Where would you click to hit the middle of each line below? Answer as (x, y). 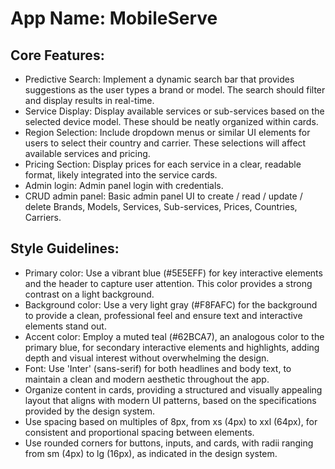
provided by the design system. (89, 411)
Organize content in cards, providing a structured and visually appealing (173, 389)
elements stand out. (65, 326)
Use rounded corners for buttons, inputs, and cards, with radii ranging (169, 443)
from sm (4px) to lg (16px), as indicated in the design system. (151, 453)
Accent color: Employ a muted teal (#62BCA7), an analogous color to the (174, 336)
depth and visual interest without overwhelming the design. (147, 358)
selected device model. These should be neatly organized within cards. (171, 121)
